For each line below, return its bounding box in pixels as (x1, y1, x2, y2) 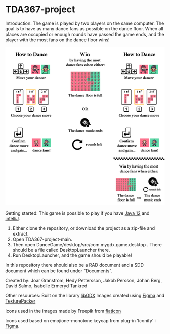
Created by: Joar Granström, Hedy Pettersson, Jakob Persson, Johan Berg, (5, 278, 162, 284)
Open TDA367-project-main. (12, 236, 72, 242)
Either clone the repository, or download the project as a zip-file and (12, 225, 155, 231)
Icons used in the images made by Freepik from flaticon (5, 308, 121, 314)
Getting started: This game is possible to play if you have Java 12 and (5, 210, 150, 216)
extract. (12, 231, 29, 237)
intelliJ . (5, 216, 20, 222)
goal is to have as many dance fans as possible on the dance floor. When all (5, 25, 163, 31)
